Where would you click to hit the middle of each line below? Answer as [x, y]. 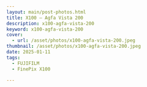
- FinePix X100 [31, 69]
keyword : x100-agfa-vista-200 [45, 29]
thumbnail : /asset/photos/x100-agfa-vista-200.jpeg [73, 47]
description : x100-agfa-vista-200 [51, 23]
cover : [15, 35]
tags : [13, 58]
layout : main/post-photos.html [46, 12]
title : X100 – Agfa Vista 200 [45, 18]
